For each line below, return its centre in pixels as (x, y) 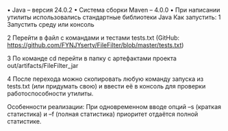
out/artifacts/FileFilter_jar (43, 65)
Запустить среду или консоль (51, 24)
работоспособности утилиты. (50, 93)
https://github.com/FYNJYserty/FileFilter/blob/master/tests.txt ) (96, 45)
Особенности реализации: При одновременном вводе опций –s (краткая (114, 107)
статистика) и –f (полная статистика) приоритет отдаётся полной (103, 114)
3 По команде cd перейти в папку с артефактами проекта (92, 58)
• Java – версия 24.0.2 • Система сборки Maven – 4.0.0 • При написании (114, 10)
